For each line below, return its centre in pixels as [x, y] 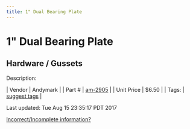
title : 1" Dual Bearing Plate [44, 12]
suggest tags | [24, 96]
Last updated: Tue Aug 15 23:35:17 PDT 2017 [62, 107]
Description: [21, 78]
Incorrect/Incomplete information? [49, 119]
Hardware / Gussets [44, 64]
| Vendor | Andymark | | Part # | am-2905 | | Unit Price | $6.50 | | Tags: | [96, 89]
